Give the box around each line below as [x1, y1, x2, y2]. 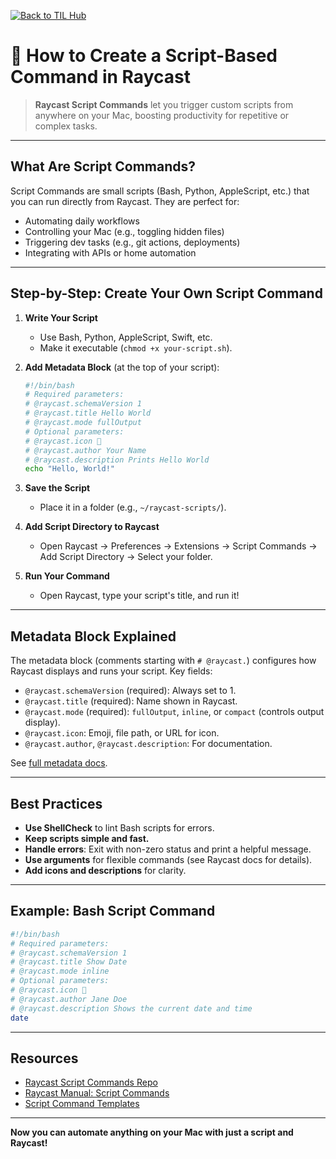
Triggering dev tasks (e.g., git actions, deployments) [24, 236, 241, 248]
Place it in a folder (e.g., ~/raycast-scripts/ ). [39, 501, 227, 514]
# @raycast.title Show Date [10, 957, 128, 967]
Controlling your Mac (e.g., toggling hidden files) [24, 225, 225, 237]
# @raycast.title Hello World [24, 408, 152, 419]
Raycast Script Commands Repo [24, 1076, 158, 1089]
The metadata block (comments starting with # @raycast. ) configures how [10, 655, 317, 667]
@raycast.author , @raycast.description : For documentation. [24, 738, 273, 750]
